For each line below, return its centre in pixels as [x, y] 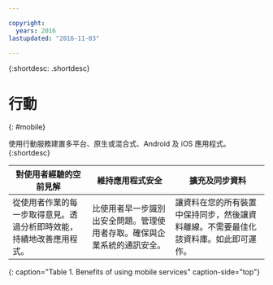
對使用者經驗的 [44, 174]
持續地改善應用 [41, 239]
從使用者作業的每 [45, 203]
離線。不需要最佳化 [220, 227]
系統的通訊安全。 [133, 245]
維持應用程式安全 [130, 181]
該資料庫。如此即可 [212, 239]
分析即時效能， [50, 227]
